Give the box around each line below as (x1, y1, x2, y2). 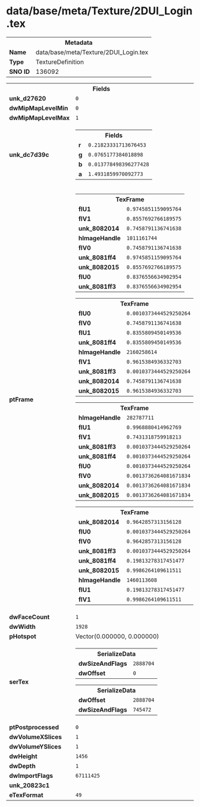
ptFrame (9, 395, 34, 404)
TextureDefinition (35, 58, 85, 66)
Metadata (64, 38, 93, 46)
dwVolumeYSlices (9, 742, 61, 750)
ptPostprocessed (9, 723, 60, 731)
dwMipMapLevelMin (9, 104, 68, 112)
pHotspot (9, 632, 37, 640)
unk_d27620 (9, 94, 46, 103)
